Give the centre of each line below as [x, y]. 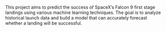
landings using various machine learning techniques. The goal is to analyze [83, 12]
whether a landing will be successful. [44, 23]
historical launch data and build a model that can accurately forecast [76, 18]
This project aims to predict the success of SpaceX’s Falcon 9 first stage [80, 7]
